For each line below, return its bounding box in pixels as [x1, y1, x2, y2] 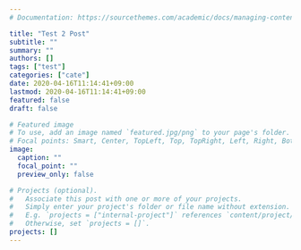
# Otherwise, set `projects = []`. [9, 220, 150, 229]
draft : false [9, 104, 58, 112]
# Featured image [9, 120, 74, 129]
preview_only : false [17, 170, 94, 179]
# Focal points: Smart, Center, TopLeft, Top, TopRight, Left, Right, [9, 137, 279, 146]
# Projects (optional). [9, 186, 99, 195]
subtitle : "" [9, 37, 58, 46]
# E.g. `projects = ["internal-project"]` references [9, 211, 222, 220]
